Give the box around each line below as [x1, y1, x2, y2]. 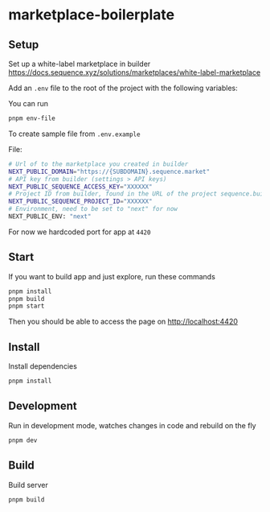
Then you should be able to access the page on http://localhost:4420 [8, 316, 239, 327]
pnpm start [8, 302, 45, 311]
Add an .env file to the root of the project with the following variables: [8, 83, 239, 93]
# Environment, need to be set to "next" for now [8, 205, 178, 213]
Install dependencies [8, 361, 78, 371]
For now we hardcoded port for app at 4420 [8, 227, 151, 237]
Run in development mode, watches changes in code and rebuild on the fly [8, 420, 256, 430]
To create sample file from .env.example [8, 129, 141, 138]
